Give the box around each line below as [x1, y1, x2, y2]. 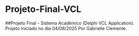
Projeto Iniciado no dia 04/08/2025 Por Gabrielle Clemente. [5, 25, 127, 31]
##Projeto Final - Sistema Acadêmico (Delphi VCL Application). [5, 20, 135, 26]
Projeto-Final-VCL [5, 3, 82, 15]
